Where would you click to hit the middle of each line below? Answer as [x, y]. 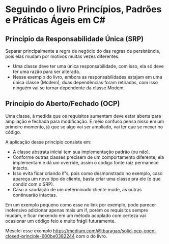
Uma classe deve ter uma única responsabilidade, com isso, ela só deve [88, 66]
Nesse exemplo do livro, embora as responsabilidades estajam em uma [87, 77]
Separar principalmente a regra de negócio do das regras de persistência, [83, 51]
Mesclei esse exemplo [29, 231]
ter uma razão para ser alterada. [46, 72]
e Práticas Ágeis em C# [55, 20]
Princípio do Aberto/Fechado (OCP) [63, 104]
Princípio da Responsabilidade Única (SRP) [75, 39]
